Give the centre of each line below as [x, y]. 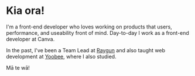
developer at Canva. [30, 39]
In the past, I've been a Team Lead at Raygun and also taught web [86, 50]
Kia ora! [25, 11]
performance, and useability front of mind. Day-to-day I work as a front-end [97, 32]
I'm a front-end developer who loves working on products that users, [89, 27]
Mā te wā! [18, 67]
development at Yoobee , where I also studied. [61, 56]
